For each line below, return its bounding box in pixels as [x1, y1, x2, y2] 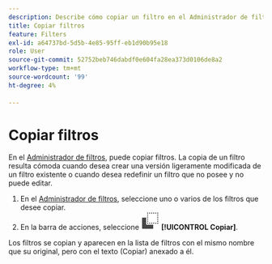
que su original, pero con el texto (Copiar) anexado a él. [8, 247, 194, 257]
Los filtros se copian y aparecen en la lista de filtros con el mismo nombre [8, 238, 255, 248]
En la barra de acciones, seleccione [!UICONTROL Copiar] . [19, 223, 239, 232]
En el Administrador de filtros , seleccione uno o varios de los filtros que [19, 194, 259, 204]
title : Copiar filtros [8, 21, 85, 30]
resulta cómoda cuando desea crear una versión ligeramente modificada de [8, 161, 261, 171]
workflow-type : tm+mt [8, 65, 82, 73]
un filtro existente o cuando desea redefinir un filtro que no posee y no [8, 170, 244, 180]
